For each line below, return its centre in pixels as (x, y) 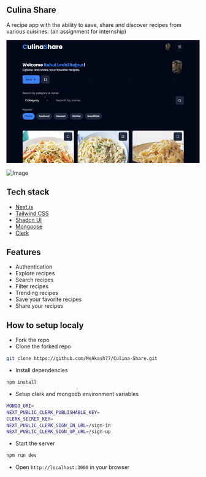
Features (24, 252)
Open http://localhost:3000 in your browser (72, 467)
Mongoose (29, 226)
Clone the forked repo (43, 346)
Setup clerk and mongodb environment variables (77, 394)
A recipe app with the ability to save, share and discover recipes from (94, 25)
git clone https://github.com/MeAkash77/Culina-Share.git (82, 359)
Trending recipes (36, 293)
